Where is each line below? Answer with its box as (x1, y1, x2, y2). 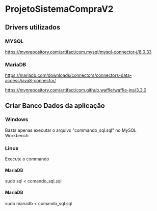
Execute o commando (5, 156, 50, 162)
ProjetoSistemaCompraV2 (5, 3, 114, 15)
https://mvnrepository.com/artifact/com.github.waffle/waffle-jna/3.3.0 (5, 87, 147, 93)
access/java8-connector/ (5, 78, 56, 84)
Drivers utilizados (5, 23, 60, 31)
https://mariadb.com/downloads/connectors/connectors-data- (5, 72, 132, 78)
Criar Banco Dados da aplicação (5, 101, 105, 110)
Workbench (5, 132, 28, 138)
